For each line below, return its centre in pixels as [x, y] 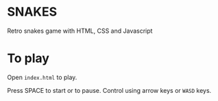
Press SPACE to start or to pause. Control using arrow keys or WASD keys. [109, 90]
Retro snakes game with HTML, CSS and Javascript [80, 31]
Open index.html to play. [42, 77]
